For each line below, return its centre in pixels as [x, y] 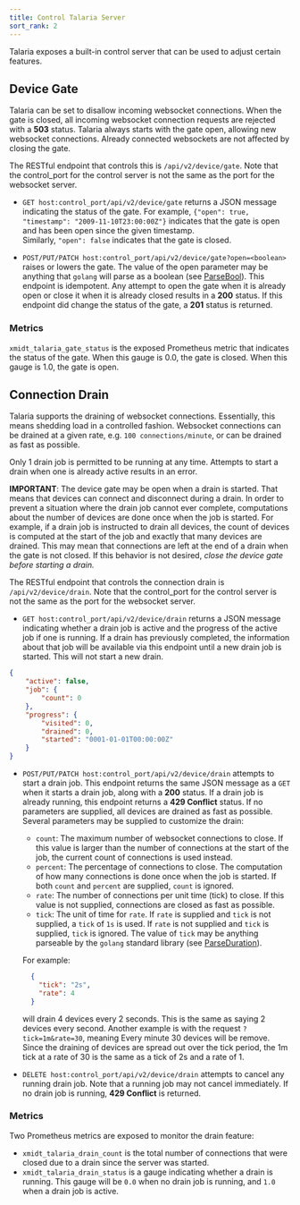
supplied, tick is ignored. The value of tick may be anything [147, 933]
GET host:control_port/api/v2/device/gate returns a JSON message [150, 202]
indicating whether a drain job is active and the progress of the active [150, 628]
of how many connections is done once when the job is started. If [156, 877]
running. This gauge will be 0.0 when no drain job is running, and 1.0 [149, 1181]
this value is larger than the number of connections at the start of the [162, 848]
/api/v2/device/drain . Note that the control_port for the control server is [143, 592]
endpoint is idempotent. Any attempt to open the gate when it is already [154, 286]
